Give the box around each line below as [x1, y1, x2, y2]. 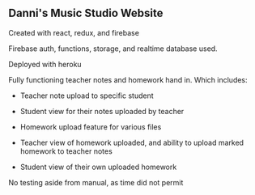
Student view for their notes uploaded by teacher [19, 106, 185, 116]
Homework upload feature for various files [19, 121, 162, 132]
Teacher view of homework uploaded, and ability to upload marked [19, 138, 244, 147]
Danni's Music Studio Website [8, 6, 164, 20]
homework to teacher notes [19, 146, 113, 156]
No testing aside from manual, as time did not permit [8, 177, 184, 187]
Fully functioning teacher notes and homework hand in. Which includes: [8, 74, 249, 84]
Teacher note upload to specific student [19, 91, 154, 100]
